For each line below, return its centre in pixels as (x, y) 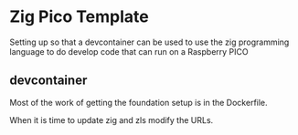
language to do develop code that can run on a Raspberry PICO (129, 51)
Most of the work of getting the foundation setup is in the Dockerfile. (138, 102)
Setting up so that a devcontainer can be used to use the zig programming (149, 42)
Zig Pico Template (79, 17)
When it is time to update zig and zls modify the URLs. (112, 119)
